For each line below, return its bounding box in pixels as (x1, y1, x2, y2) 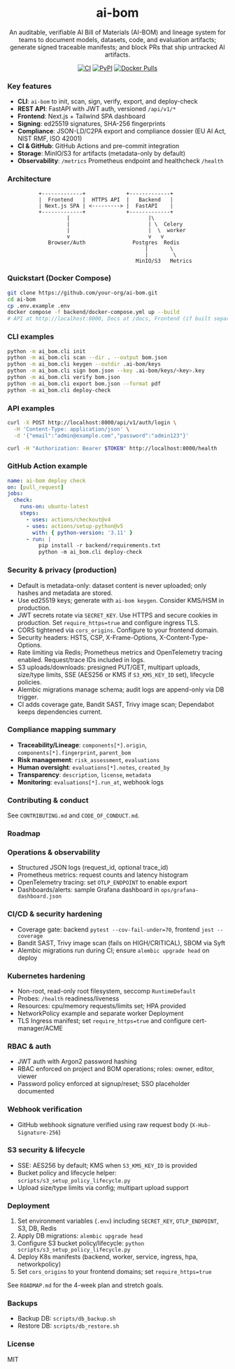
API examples (7, 403, 55, 413)
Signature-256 (17, 1129, 59, 1136)
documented (17, 1087, 55, 1096)
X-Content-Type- (159, 633, 209, 641)
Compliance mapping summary (7, 725, 117, 735)
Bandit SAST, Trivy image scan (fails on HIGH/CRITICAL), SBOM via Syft (17, 938, 226, 947)
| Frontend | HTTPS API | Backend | (38, 196, 173, 203)
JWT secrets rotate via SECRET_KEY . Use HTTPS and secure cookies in (17, 610, 218, 619)
